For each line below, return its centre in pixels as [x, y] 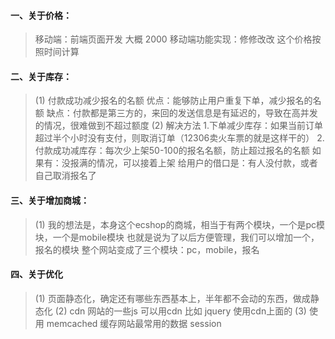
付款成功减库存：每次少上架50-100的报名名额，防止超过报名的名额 [172, 151]
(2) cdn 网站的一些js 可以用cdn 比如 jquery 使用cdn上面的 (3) [180, 311]
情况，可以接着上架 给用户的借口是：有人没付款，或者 [207, 163]
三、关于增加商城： [50, 200]
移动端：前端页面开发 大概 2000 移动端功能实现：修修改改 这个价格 [173, 39]
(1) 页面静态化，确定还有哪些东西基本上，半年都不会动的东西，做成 [172, 298]
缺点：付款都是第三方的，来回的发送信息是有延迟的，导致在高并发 [182, 113]
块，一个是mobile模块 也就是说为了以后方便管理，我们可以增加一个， [177, 237]
